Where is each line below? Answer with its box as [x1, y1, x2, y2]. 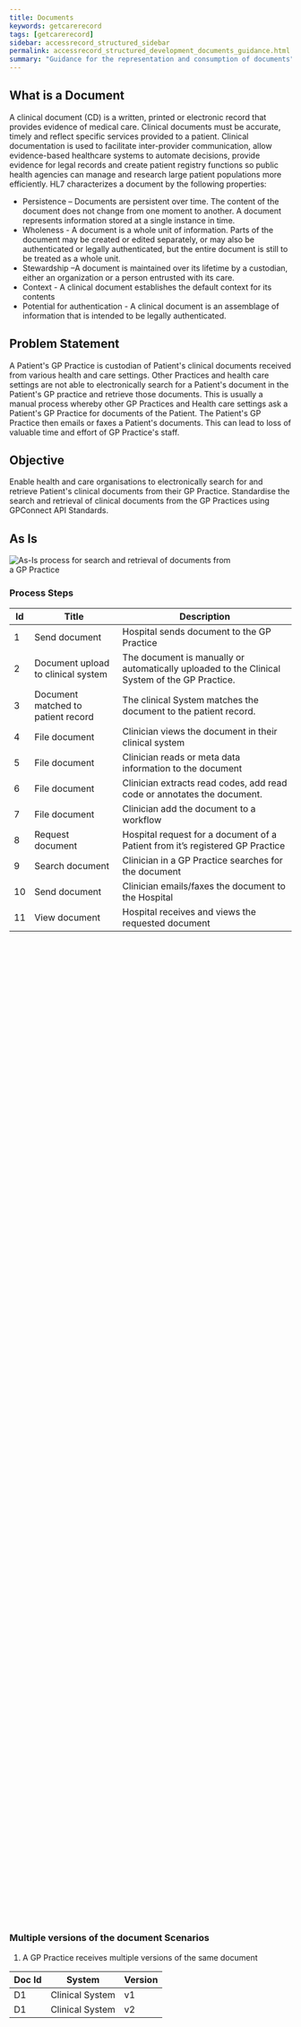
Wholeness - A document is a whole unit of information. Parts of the [21, 224, 274, 235]
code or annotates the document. [122, 787, 262, 800]
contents [21, 291, 56, 301]
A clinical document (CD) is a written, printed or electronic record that [9, 111, 267, 122]
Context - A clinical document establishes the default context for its [21, 282, 272, 292]
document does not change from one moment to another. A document [21, 205, 282, 216]
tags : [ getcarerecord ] [9, 30, 94, 39]
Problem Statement [9, 336, 120, 352]
